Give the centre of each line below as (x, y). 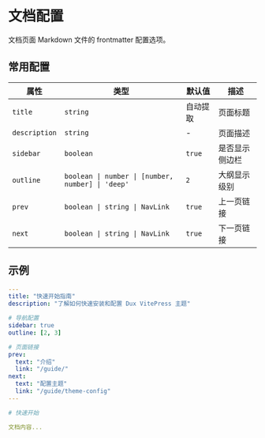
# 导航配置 (24, 318)
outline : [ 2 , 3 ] (35, 333)
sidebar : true (32, 326)
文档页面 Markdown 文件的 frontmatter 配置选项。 (89, 40)
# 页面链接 (24, 347)
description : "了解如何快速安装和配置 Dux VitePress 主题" (99, 304)
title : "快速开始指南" (42, 296)
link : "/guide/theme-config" (63, 391)
